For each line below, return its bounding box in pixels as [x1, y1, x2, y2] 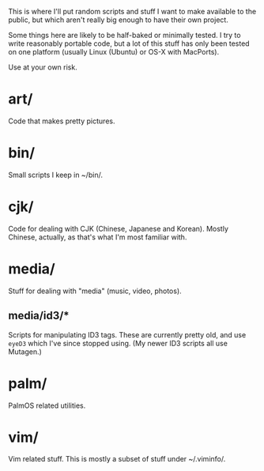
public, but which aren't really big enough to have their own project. [8, 15, 229, 24]
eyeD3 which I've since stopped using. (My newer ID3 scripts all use [8, 338, 228, 348]
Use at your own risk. [8, 62, 77, 72]
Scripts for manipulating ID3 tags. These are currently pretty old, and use [8, 330, 247, 339]
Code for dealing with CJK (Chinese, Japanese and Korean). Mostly [8, 224, 229, 233]
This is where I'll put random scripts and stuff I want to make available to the [8, 7, 257, 16]
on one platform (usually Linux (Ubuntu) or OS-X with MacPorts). [8, 47, 220, 56]
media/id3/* [8, 309, 70, 322]
